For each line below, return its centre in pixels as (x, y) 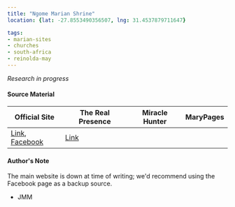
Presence (95, 121)
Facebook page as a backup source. (60, 184)
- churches (23, 46)
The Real (94, 113)
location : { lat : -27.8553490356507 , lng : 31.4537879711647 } (97, 20)
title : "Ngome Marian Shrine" (51, 14)
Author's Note (28, 160)
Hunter (155, 121)
